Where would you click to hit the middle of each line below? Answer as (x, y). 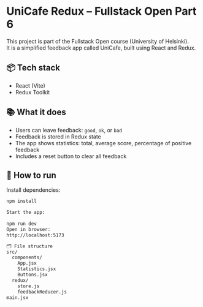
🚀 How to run (31, 175)
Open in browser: (29, 229)
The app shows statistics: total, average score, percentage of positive (103, 143)
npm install (21, 201)
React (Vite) (30, 85)
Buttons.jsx (33, 275)
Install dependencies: (33, 190)
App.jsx (27, 263)
